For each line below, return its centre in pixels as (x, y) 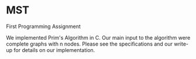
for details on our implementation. (54, 50)
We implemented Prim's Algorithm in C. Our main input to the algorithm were (98, 37)
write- (181, 44)
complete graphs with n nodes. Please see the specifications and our (90, 44)
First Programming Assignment (43, 26)
